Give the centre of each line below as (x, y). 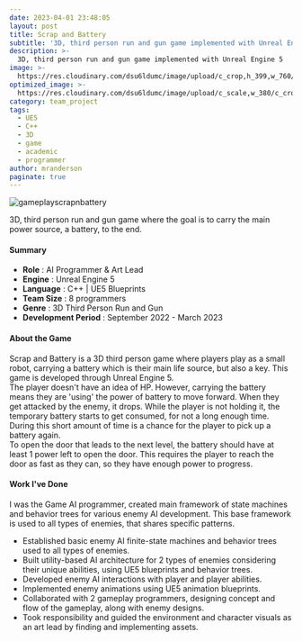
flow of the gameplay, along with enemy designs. (113, 608)
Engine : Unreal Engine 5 (68, 279)
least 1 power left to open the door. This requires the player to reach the (142, 454)
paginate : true (38, 176)
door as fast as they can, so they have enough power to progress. (131, 464)
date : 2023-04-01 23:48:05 (60, 18)
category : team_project (54, 101)
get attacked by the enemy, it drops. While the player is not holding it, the (145, 406)
